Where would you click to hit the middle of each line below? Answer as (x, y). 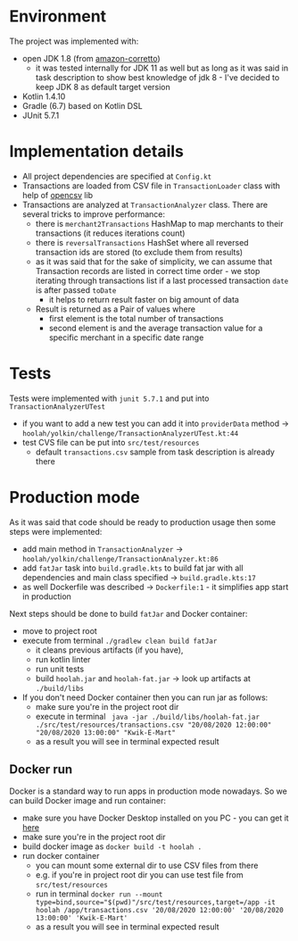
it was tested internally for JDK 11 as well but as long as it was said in (161, 68)
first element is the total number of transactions (136, 318)
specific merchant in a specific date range (126, 337)
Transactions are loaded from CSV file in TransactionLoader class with (151, 186)
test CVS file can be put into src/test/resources (111, 442)
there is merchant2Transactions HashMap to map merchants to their (159, 223)
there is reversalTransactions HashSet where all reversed (142, 242)
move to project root (60, 630)
